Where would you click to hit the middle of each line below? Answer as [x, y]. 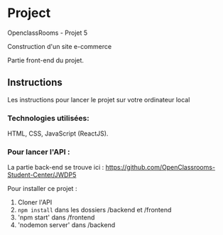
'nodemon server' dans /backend [66, 225]
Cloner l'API [35, 202]
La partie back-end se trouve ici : [56, 168]
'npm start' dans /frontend [56, 217]
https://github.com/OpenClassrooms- [160, 168]
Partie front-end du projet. [45, 60]
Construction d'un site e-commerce [60, 46]
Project [29, 13]
